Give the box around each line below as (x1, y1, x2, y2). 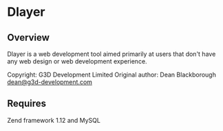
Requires (7, 98, 47, 110)
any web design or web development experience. (7, 57, 147, 65)
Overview (7, 32, 50, 43)
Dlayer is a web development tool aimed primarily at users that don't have (7, 50, 216, 58)
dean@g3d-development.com (7, 78, 93, 86)
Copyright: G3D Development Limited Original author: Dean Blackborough (7, 70, 217, 79)
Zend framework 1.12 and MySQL (7, 116, 101, 124)
